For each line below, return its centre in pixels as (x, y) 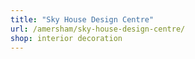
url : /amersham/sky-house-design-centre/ (98, 29)
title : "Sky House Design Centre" (82, 19)
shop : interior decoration (66, 38)
